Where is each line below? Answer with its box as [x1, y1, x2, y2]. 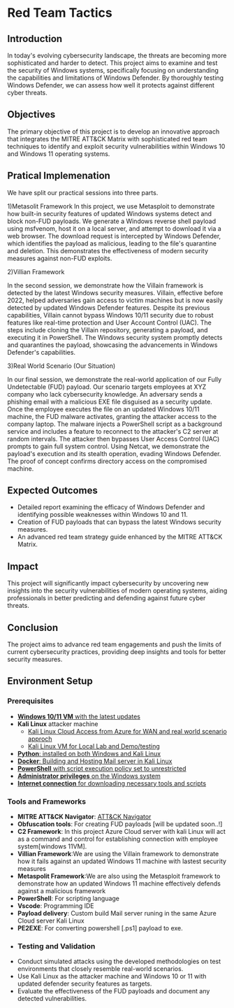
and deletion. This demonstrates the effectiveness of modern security [7, 246, 208, 255]
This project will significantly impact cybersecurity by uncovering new [7, 579, 209, 588]
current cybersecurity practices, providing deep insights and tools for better [7, 648, 226, 656]
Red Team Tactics [7, 5, 113, 21]
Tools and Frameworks [7, 796, 86, 806]
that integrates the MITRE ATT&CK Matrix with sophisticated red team [7, 134, 207, 143]
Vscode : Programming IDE [17, 902, 94, 910]
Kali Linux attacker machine [17, 719, 99, 728]
